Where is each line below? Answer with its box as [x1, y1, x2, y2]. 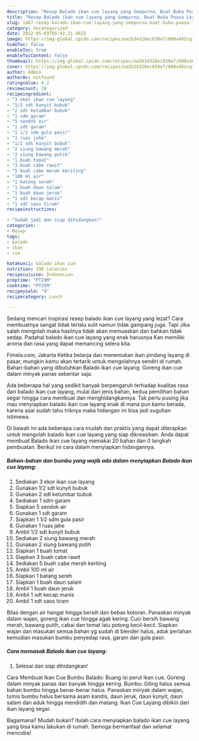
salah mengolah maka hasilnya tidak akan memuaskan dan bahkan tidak [6, 327, 182, 334]
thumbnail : [6, 58, 34, 64]
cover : [6, 63, 23, 70]
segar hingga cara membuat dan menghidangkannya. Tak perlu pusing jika [6, 394, 188, 402]
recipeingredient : [6, 91, 52, 97]
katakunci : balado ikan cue [6, 261, 76, 266]
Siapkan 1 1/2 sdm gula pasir [15, 516, 85, 523]
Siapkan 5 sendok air [15, 503, 67, 511]
